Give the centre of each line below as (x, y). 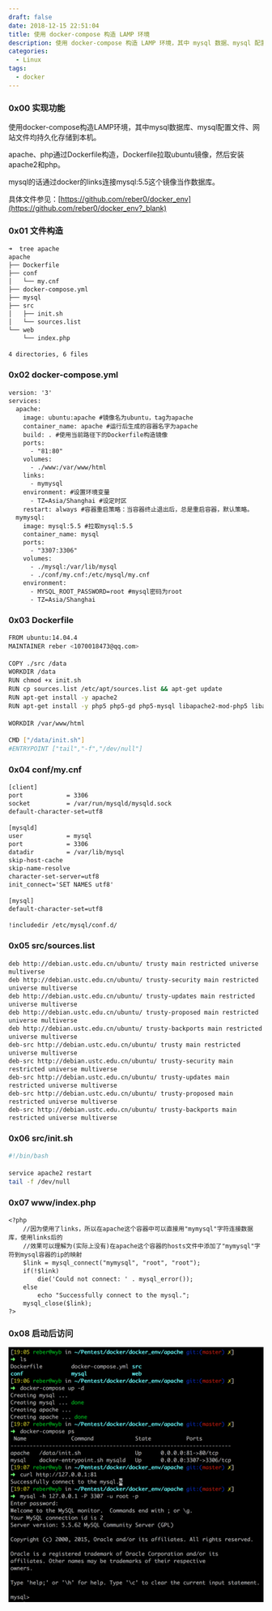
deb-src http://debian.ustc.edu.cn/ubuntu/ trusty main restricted (125, 1045)
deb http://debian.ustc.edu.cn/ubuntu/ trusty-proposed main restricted (134, 1012)
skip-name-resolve (39, 869)
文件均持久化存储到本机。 (58, 137)
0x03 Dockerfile (41, 620)
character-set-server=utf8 (54, 877)
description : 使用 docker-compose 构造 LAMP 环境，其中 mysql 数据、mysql (130, 43)
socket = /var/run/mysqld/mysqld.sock (90, 804)
